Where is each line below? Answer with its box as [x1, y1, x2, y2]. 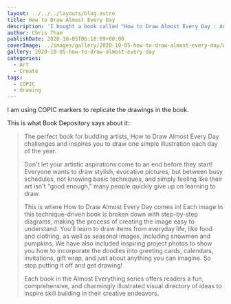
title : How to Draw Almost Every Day [7, 17, 115, 23]
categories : [7, 55, 41, 62]
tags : [7, 74, 23, 81]
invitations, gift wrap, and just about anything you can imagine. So [23, 254, 211, 262]
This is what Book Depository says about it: [7, 119, 130, 127]
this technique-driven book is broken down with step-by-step [23, 210, 198, 219]
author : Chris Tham [7, 29, 63, 36]
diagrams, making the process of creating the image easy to [23, 217, 195, 226]
